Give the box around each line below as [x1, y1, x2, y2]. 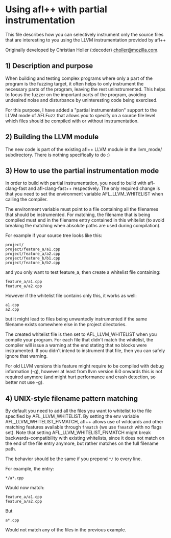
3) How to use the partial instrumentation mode [5, 166, 159, 175]
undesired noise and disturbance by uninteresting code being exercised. [5, 97, 158, 103]
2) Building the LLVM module [5, 133, 99, 141]
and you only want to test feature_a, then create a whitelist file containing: [5, 269, 161, 275]
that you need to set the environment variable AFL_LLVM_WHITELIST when [5, 191, 163, 197]
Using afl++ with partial [5, 4, 107, 15]
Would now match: [5, 485, 45, 491]
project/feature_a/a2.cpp [5, 251, 60, 256]
